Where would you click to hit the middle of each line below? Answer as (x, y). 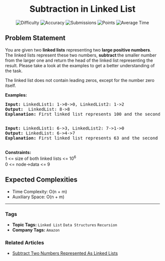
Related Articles (25, 243)
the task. (14, 71)
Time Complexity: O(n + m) (40, 191)
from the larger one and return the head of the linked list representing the (79, 60)
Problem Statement (35, 38)
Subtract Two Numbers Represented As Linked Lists (65, 253)
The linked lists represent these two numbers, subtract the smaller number (81, 55)
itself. (11, 85)
